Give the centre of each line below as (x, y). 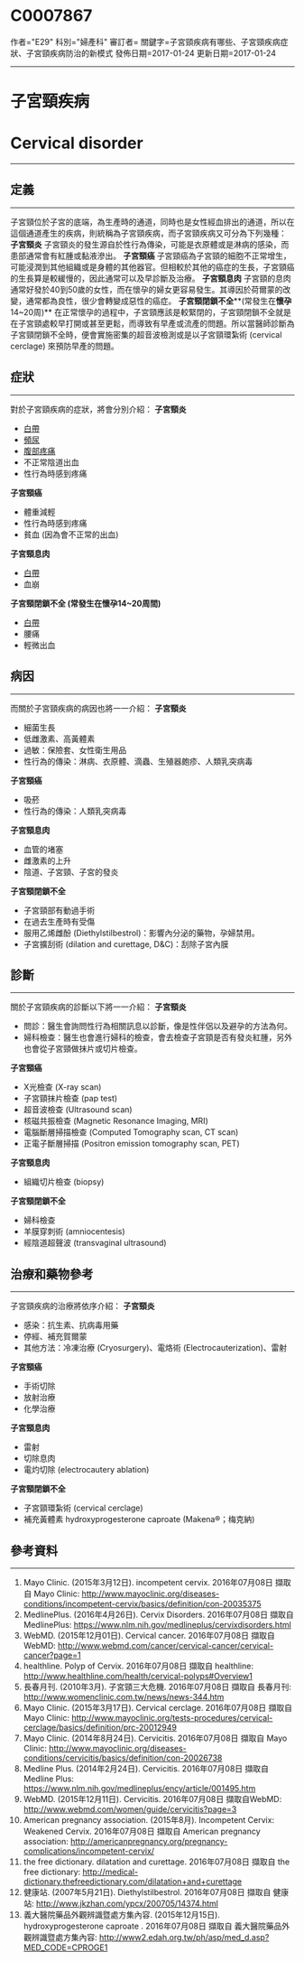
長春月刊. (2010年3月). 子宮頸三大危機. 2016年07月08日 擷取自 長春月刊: (157, 1687)
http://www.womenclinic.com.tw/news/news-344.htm (124, 1696)
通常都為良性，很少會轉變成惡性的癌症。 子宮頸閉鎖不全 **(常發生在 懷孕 (159, 301)
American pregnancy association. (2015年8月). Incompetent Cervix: (148, 1819)
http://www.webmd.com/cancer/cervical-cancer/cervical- (166, 1645)
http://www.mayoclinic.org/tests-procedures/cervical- (172, 1717)
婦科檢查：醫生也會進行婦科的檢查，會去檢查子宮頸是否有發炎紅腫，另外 (157, 1037)
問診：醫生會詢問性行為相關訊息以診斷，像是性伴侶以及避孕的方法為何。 (157, 1027)
